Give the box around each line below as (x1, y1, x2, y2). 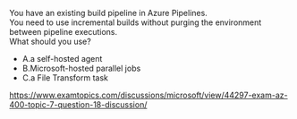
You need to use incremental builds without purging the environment (9, 17, 262, 28)
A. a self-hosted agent (21, 54, 103, 64)
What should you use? (9, 36, 91, 47)
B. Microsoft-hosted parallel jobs (21, 63, 141, 73)
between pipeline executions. (9, 27, 118, 37)
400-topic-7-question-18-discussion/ (9, 99, 148, 110)
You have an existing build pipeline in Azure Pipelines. (9, 8, 208, 18)
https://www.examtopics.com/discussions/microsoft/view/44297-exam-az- (9, 89, 288, 100)
